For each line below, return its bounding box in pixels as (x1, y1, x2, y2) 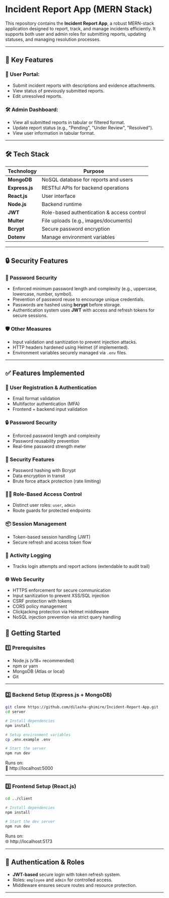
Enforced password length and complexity (12, 433, 101, 439)
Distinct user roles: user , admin (12, 502, 76, 508)
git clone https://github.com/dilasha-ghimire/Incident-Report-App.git (5, 705, 158, 710)
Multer (8, 217, 24, 224)
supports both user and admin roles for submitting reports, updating (5, 31, 146, 37)
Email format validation (12, 395, 60, 402)
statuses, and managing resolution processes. (5, 36, 101, 42)
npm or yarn (12, 663, 38, 669)
